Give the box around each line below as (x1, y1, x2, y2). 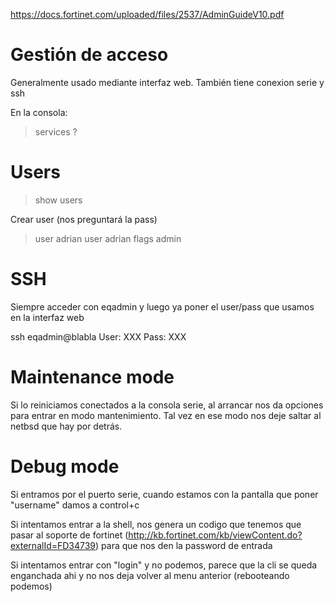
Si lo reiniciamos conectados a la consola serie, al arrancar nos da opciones (10, 399, 324, 411)
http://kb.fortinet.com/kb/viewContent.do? (128, 529, 303, 541)
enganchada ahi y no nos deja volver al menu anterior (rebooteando (10, 569, 290, 581)
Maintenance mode (10, 366, 175, 388)
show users (34, 194, 83, 206)
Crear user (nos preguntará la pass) (10, 213, 158, 225)
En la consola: (10, 106, 68, 118)
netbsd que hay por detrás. (10, 420, 123, 432)
